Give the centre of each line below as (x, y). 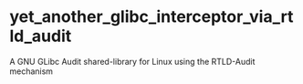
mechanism (31, 71)
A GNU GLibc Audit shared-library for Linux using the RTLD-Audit (132, 61)
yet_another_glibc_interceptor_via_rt (151, 17)
